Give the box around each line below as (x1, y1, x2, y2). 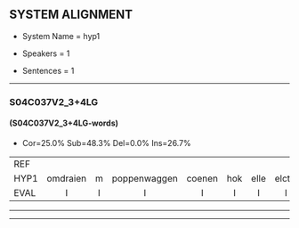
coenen (186, 172, 218, 184)
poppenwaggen (111, 172, 178, 184)
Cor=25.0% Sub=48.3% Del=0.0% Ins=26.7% (21, 137, 191, 148)
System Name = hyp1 (21, 30, 101, 41)
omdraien (46, 172, 87, 184)
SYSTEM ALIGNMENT (9, 7, 133, 22)
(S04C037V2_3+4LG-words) (9, 118, 118, 128)
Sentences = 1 (21, 65, 75, 76)
